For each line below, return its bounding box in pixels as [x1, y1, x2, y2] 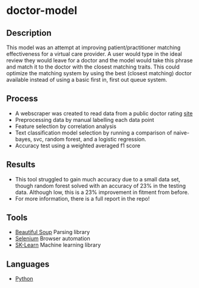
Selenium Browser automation [15, 235, 90, 243]
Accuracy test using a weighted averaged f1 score [15, 142, 141, 149]
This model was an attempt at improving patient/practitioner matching [6, 44, 181, 51]
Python [15, 275, 33, 283]
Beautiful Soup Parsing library [15, 229, 90, 236]
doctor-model [6, 4, 78, 18]
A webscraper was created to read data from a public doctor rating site [15, 110, 193, 117]
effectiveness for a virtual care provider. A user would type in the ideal [6, 50, 182, 58]
